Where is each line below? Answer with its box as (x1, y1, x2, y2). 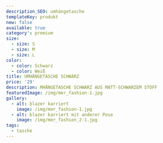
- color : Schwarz (11, 62, 54, 69)
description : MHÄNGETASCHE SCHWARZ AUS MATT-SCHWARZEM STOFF (6, 85, 158, 90)
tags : (6, 123, 19, 128)
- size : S (11, 41, 35, 47)
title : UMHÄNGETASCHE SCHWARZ (6, 74, 80, 79)
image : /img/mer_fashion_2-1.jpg (16, 117, 98, 123)
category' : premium (6, 30, 54, 36)
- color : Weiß (11, 68, 45, 74)
